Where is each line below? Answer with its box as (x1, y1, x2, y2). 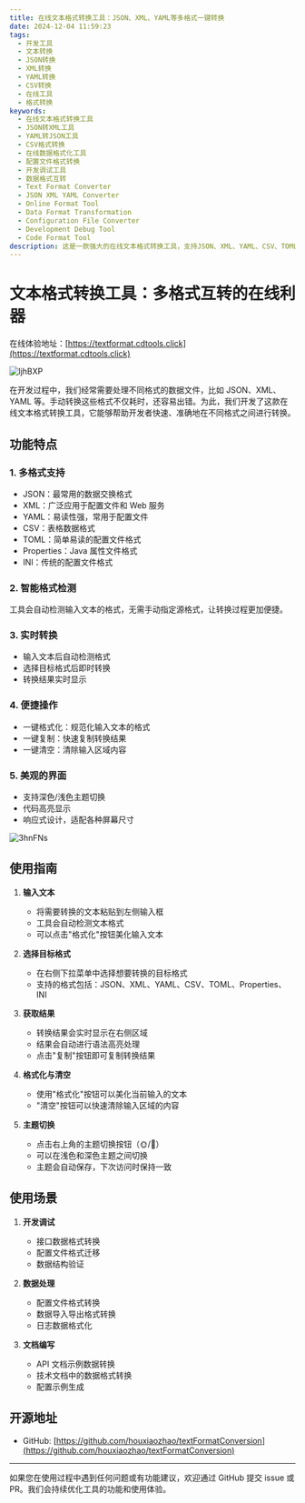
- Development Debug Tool (17, 225, 116, 234)
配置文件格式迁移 (35, 1247, 101, 1258)
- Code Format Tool (17, 233, 92, 242)
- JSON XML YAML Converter (17, 191, 120, 200)
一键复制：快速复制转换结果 (22, 733, 127, 744)
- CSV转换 (17, 81, 52, 90)
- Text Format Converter (17, 183, 112, 192)
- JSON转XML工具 (17, 124, 75, 133)
